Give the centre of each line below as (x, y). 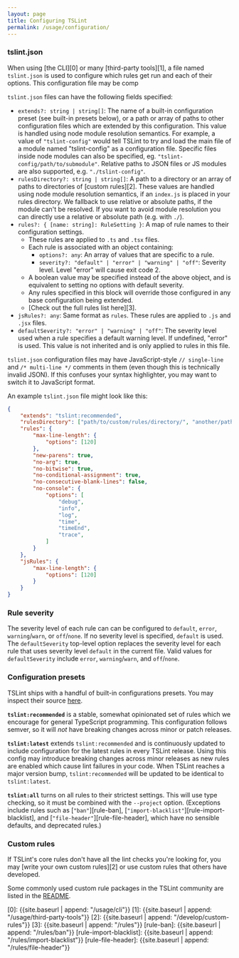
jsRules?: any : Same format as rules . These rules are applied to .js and (124, 315)
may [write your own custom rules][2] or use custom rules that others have (117, 867)
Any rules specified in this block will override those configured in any (129, 292)
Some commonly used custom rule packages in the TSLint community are (116, 888)
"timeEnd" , (74, 529)
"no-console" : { (57, 489)
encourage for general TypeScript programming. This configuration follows (117, 722)
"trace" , (71, 535)
